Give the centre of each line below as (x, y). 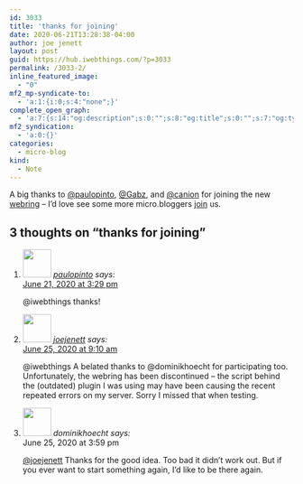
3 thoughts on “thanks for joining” (108, 233)
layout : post (34, 51)
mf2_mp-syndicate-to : (50, 93)
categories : (32, 144)
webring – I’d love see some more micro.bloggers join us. (115, 204)
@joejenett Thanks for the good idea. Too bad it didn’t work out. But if (152, 461)
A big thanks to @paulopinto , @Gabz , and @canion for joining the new (140, 194)
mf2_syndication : (42, 127)
